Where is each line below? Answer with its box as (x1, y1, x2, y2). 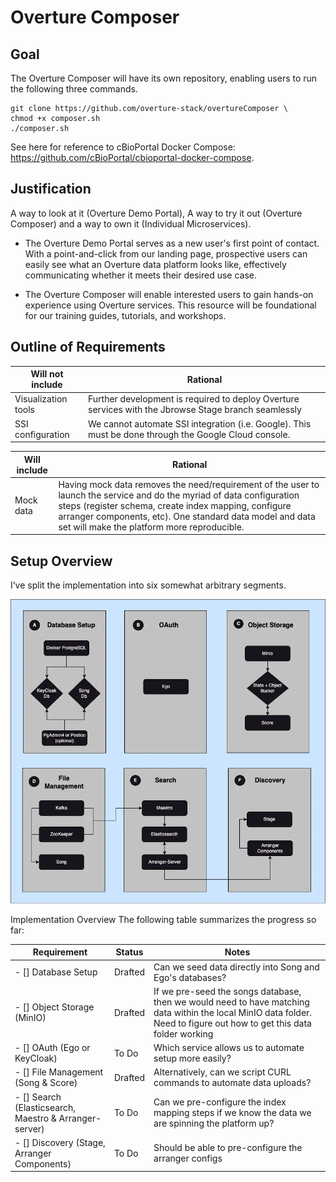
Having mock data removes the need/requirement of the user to (58, 478, 320, 490)
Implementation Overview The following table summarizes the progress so (10, 913, 317, 925)
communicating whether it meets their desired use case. (24, 269, 258, 281)
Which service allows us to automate (153, 1042, 305, 1054)
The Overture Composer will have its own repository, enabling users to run (10, 72, 318, 84)
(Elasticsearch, (14, 1101, 77, 1113)
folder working (153, 1027, 214, 1040)
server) (14, 1122, 45, 1135)
